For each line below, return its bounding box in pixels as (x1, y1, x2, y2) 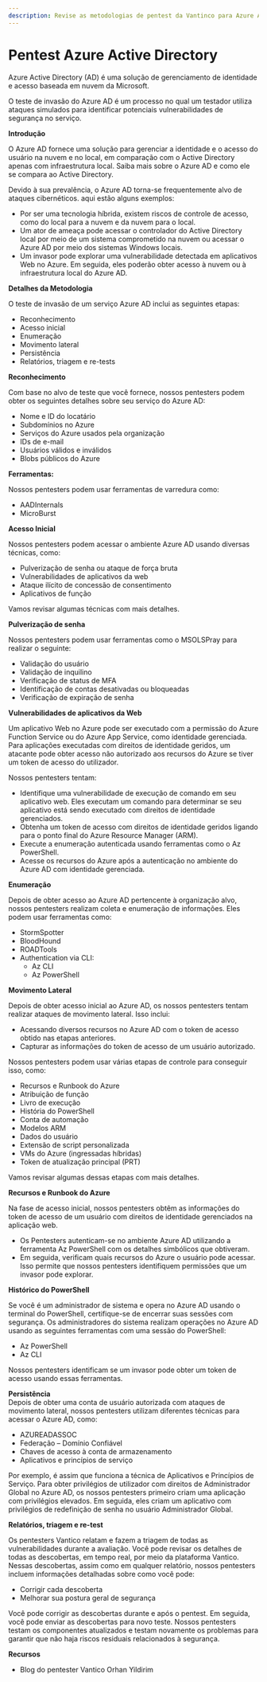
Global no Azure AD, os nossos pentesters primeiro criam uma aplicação (8, 1487, 246, 1497)
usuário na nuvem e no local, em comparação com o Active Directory (8, 152, 235, 162)
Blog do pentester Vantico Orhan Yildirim (19, 1664, 153, 1674)
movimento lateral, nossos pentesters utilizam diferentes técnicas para (8, 1406, 240, 1415)
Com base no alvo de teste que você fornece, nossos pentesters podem (8, 387, 245, 397)
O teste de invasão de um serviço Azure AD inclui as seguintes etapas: (8, 299, 240, 308)
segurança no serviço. (8, 113, 82, 123)
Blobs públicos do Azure (19, 453, 101, 463)
